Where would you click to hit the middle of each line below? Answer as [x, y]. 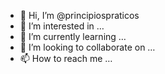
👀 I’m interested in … [62, 26]
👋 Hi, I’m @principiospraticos [79, 15]
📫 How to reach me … [66, 58]
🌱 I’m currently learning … [73, 36]
